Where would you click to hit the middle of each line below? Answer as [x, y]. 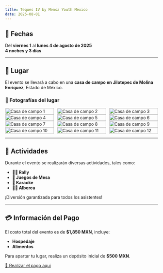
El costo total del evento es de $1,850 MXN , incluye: [57, 232]
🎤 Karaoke [23, 183]
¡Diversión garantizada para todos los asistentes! [54, 197]
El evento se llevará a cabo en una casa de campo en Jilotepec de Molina [79, 82]
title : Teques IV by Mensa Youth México [47, 10]
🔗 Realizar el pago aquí [28, 266]
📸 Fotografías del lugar [32, 100]
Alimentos [23, 247]
